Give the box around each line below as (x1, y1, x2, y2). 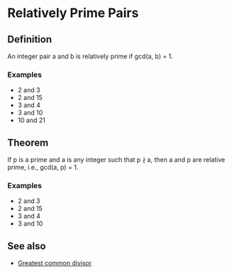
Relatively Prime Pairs (7, 5, 139, 21)
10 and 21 (17, 116, 46, 125)
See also (7, 240, 46, 252)
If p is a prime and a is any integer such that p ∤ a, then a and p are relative (7, 155, 226, 164)
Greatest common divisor (17, 259, 92, 268)
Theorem (7, 136, 49, 148)
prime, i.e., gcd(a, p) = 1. (7, 163, 79, 172)
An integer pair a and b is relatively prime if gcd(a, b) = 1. (7, 52, 174, 60)
